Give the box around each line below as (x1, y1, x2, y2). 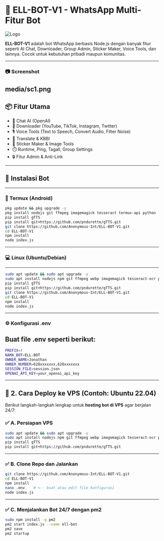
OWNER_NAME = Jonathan (5, 357, 47, 362)
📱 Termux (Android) (5, 195, 53, 202)
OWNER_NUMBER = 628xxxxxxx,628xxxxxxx (5, 361, 80, 367)
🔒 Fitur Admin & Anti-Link (12, 154, 63, 160)
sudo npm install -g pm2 (5, 517, 56, 522)
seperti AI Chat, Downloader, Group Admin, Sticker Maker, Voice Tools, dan (5, 46, 156, 52)
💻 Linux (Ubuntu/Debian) (5, 255, 67, 261)
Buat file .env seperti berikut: (5, 335, 96, 343)
